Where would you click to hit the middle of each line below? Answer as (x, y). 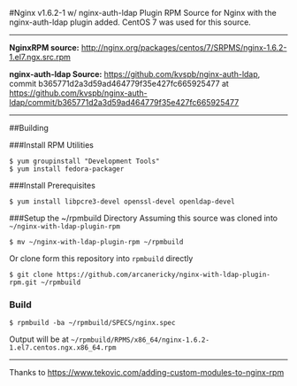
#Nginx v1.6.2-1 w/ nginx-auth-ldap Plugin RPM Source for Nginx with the (143, 13)
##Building (29, 128)
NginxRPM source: (44, 47)
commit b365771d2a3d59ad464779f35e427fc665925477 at (119, 84)
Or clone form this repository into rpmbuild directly (101, 259)
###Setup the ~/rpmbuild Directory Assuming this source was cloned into (144, 218)
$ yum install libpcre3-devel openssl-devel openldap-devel (122, 202)
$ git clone (31, 274)
